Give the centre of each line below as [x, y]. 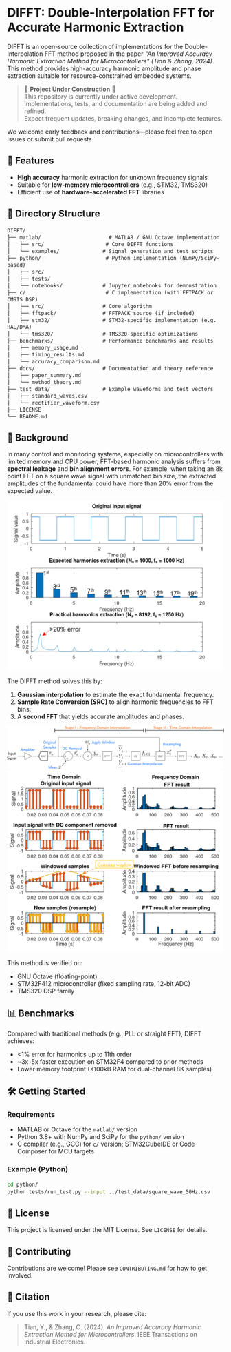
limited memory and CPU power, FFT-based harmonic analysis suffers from [114, 462]
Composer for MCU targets [56, 1151]
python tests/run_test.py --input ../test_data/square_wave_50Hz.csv [109, 1192]
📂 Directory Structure [54, 214]
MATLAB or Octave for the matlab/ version [77, 1129]
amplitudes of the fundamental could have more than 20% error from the [110, 483]
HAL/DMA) [20, 327]
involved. [20, 1275]
